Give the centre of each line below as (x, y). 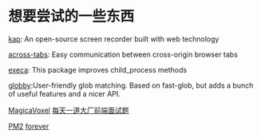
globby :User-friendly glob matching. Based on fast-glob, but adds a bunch (131, 85)
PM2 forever (29, 126)
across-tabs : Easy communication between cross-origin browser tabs (123, 54)
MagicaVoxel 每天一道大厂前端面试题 (69, 110)
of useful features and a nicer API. (65, 93)
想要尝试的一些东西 (71, 16)
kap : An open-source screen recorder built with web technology (114, 39)
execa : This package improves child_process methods (98, 69)
